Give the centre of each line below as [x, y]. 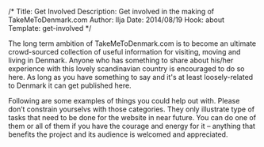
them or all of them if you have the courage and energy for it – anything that [132, 126]
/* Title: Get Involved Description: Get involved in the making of [111, 11]
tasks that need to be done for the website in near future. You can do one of [132, 117]
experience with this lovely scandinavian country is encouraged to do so [126, 69]
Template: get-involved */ [50, 28]
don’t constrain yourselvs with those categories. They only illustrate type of [132, 109]
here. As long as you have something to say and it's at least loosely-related [131, 77]
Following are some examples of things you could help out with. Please [124, 101]
